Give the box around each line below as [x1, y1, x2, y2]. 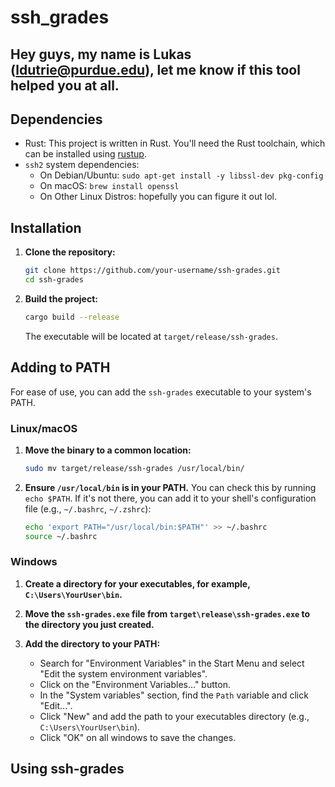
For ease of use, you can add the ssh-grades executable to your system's [10, 386, 312, 398]
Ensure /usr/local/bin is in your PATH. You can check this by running [24, 481, 317, 493]
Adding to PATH [10, 359, 111, 376]
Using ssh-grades [10, 761, 125, 778]
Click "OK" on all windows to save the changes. [39, 731, 237, 743]
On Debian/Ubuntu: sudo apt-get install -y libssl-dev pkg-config [39, 169, 324, 181]
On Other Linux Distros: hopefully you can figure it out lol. [39, 191, 277, 203]
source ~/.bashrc [24, 531, 98, 541]
